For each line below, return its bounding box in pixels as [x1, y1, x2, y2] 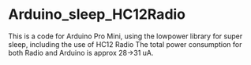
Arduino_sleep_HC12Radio [8, 5, 186, 23]
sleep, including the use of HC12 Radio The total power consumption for [8, 39, 242, 49]
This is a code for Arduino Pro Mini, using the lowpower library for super [8, 31, 243, 41]
